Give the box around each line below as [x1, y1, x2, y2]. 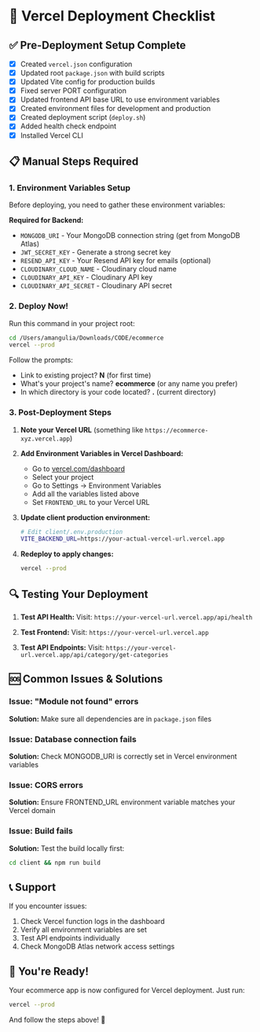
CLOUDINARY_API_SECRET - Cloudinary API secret [20, 281, 172, 291]
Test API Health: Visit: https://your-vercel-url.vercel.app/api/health [20, 612, 253, 622]
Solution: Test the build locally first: [9, 843, 125, 853]
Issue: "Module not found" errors [9, 696, 139, 707]
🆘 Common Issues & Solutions [9, 673, 163, 686]
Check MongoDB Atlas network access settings [20, 941, 175, 952]
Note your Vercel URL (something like [20, 425, 144, 434]
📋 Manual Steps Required [9, 154, 139, 168]
